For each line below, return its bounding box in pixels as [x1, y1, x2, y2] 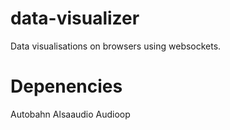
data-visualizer [10, 7, 140, 30]
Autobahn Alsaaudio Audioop [10, 108, 131, 120]
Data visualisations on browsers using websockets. [10, 40, 222, 52]
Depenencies [10, 75, 123, 98]
